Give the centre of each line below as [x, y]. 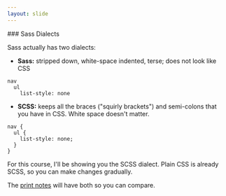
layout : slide [28, 14]
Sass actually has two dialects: [51, 47]
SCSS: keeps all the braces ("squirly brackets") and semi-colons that [117, 106]
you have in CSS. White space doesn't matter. [83, 113]
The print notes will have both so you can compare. [81, 185]
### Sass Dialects [33, 34]
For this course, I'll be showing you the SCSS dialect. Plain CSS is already [113, 164]
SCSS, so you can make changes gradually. [70, 171]
